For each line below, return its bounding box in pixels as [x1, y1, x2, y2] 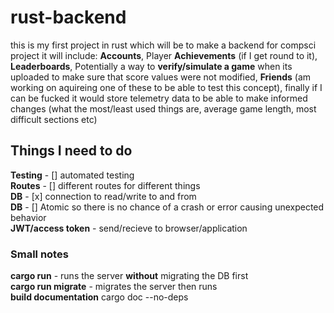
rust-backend [10, 6, 127, 29]
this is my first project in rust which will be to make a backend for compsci [10, 39, 317, 51]
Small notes [10, 247, 69, 261]
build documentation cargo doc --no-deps [10, 291, 189, 303]
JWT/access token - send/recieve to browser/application [10, 222, 248, 234]
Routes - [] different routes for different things [10, 179, 201, 191]
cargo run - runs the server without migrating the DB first [10, 270, 249, 282]
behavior [10, 211, 47, 223]
